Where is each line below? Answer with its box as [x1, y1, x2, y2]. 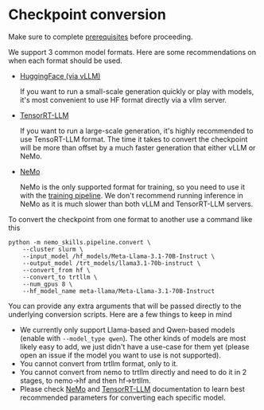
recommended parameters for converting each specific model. [19, 392, 226, 402]
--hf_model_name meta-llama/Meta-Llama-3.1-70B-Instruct [22, 287, 215, 295]
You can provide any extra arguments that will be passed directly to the [8, 301, 242, 310]
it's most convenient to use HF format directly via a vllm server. [19, 95, 227, 104]
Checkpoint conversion [8, 6, 167, 24]
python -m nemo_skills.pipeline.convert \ [8, 238, 151, 246]
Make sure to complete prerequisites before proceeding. [8, 32, 193, 41]
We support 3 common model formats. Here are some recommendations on [8, 47, 257, 57]
